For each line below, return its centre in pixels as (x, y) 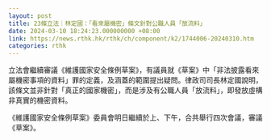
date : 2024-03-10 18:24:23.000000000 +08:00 (84, 31)
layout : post (30, 16)
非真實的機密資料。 (40, 100)
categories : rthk (38, 46)
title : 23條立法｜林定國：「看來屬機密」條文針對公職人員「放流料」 (107, 23)
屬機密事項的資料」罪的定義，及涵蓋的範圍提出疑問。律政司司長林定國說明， (135, 80)
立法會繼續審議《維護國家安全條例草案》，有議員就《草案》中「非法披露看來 (134, 70)
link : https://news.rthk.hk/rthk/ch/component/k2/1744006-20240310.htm (131, 38)
